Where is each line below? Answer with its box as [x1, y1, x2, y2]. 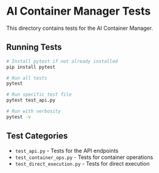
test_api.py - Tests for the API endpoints [15, 147, 119, 154]
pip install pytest [6, 64, 56, 70]
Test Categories [6, 131, 68, 141]
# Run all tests [6, 75, 47, 81]
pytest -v [6, 114, 32, 120]
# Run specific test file [6, 91, 72, 98]
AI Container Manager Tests [6, 4, 151, 18]
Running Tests [6, 42, 62, 52]
